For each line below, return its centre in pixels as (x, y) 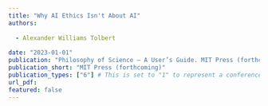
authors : (23, 23)
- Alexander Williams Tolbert (65, 38)
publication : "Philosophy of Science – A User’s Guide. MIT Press (121, 61)
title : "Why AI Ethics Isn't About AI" (75, 16)
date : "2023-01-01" (41, 53)
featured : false (35, 90)
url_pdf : (23, 82)
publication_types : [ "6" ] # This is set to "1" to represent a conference (135, 75)
